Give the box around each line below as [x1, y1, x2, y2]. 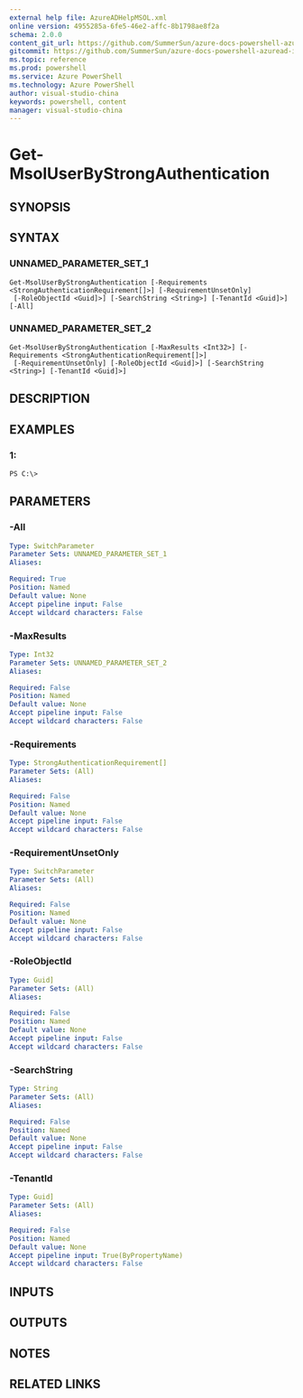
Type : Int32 [9, 649, 54, 659]
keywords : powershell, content [9, 97, 127, 107]
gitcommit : [9, 47, 50, 56]
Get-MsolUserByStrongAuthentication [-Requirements [9, 277, 207, 287]
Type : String [9, 1085, 59, 1094]
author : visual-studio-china [9, 89, 119, 98]
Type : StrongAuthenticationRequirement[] [9, 759, 168, 768]
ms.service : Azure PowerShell [9, 72, 124, 81]
